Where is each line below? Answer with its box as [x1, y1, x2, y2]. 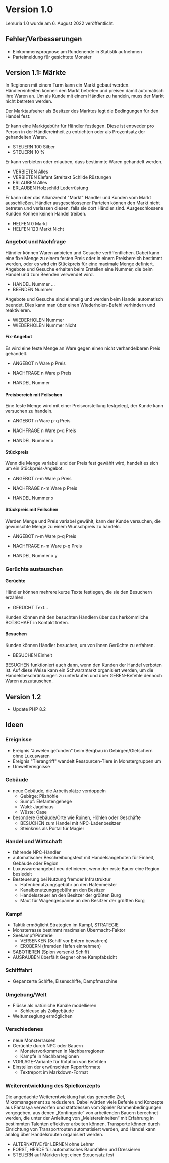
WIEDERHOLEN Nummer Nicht [12, 322, 77, 328]
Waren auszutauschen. [5, 678, 53, 684]
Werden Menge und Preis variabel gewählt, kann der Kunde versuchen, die [5, 518, 161, 524]
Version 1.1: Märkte [5, 68, 66, 77]
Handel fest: [5, 113, 31, 119]
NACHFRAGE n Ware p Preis [12, 370, 72, 376]
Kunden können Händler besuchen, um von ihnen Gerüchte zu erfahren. [5, 642, 155, 648]
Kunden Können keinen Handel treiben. [5, 210, 87, 217]
